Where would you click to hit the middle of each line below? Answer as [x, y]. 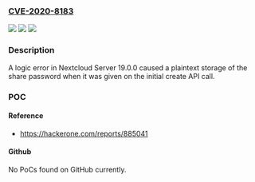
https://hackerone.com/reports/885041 [84, 133]
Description [31, 50]
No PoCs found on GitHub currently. [67, 169]
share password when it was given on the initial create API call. [112, 76]
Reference [26, 116]
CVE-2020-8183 [41, 11]
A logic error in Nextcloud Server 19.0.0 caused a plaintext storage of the [128, 67]
